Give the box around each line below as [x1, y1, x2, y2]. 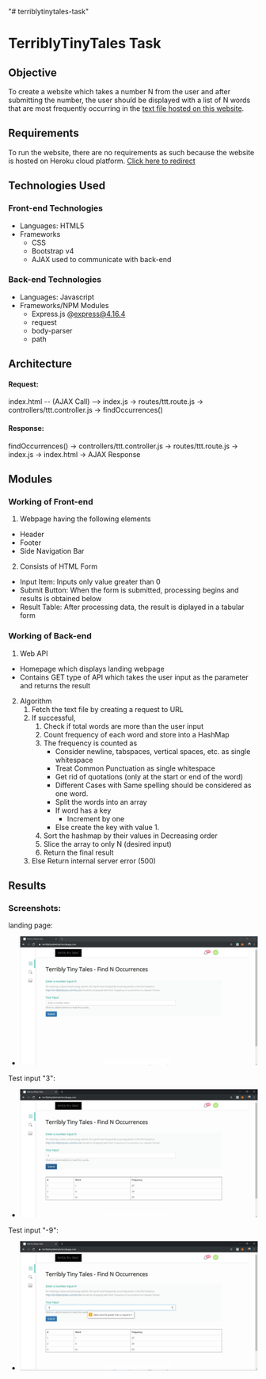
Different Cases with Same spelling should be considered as [55, 780, 252, 790]
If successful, [31, 713, 76, 722]
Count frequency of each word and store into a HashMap [43, 729, 230, 739]
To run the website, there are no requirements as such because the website [8, 147, 255, 157]
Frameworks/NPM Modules [19, 300, 109, 310]
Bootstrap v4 [31, 246, 74, 256]
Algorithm [19, 696, 52, 706]
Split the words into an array [55, 797, 148, 806]
